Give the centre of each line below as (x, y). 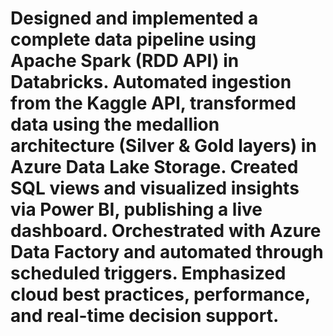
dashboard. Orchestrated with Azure (166, 231)
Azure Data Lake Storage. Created (154, 167)
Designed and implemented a (134, 18)
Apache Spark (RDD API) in (125, 61)
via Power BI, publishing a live (136, 209)
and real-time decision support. (145, 316)
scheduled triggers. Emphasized (148, 273)
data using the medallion (115, 124)
